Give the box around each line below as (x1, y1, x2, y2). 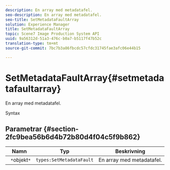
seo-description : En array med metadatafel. (5, 12, 102, 17)
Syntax (5, 110, 20, 116)
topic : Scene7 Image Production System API (5, 31, 100, 36)
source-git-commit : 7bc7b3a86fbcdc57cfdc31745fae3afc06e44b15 (5, 46, 141, 51)
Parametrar (5, 124, 42, 133)
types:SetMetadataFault (35, 157, 94, 163)
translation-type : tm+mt (5, 41, 58, 46)
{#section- (43, 124, 79, 133)
